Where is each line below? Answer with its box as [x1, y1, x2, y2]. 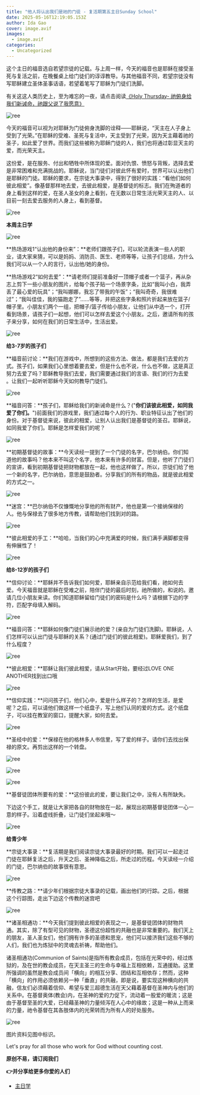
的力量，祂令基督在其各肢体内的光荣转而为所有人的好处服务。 [6, 1006, 158, 1014]
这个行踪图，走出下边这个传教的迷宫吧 [6, 895, 100, 902]
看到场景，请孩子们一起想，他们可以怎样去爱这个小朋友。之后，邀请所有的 [6, 310, 189, 318]
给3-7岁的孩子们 [6, 342, 46, 349]
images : [6, 31, 26, 37]
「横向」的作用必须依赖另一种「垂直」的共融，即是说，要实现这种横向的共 [6, 976, 189, 984]
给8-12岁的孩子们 [6, 566, 49, 573]
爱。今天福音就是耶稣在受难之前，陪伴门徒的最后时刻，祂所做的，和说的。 [6, 586, 189, 593]
